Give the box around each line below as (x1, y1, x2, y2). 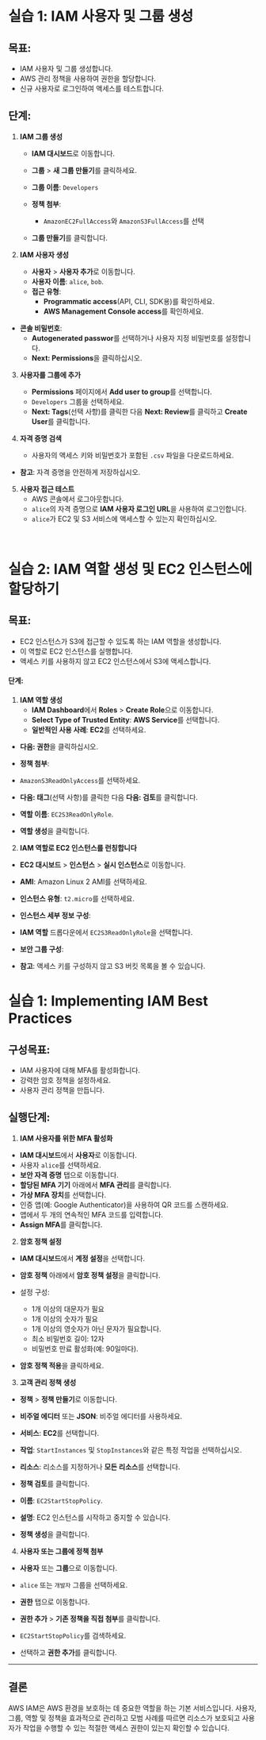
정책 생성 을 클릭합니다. (19, 1530, 89, 1539)
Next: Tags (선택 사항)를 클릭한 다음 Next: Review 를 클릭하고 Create (31, 407, 248, 416)
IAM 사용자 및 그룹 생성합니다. (19, 64, 113, 73)
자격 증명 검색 (19, 434, 62, 443)
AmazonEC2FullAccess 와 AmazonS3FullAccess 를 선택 (43, 216, 204, 226)
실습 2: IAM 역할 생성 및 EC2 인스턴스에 (8, 561, 253, 578)
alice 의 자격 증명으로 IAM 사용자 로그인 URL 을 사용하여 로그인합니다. (31, 503, 247, 513)
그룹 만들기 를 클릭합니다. (31, 233, 108, 242)
